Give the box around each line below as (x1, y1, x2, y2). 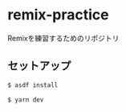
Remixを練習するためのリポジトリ (7, 33, 120, 43)
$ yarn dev (7, 95, 44, 104)
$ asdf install (7, 81, 59, 89)
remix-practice (7, 6, 109, 24)
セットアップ (7, 59, 71, 73)
